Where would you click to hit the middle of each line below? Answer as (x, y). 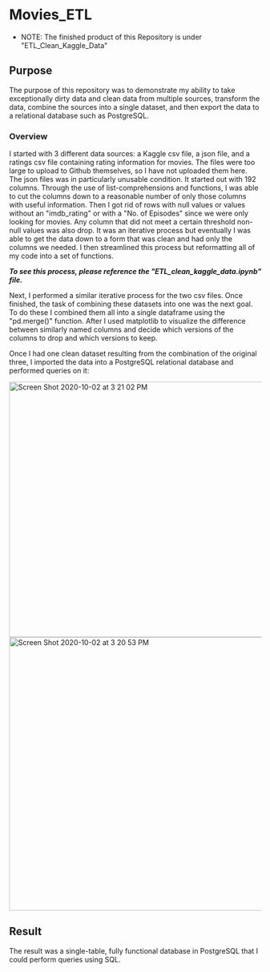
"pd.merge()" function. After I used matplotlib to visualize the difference (128, 321)
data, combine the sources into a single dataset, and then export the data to (134, 107)
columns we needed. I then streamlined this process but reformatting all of (132, 248)
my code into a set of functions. (62, 256)
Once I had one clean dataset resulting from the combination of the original (133, 353)
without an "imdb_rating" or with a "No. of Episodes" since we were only (129, 213)
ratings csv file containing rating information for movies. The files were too (132, 163)
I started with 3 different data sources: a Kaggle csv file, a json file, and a (130, 154)
